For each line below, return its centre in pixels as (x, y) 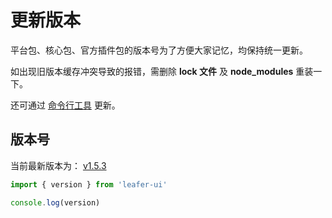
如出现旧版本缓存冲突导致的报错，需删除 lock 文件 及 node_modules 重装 (162, 71)
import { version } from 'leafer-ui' (89, 184)
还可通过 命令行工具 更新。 (65, 105)
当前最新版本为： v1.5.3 (58, 165)
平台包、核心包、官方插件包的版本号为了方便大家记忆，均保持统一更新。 (159, 50)
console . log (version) (55, 202)
